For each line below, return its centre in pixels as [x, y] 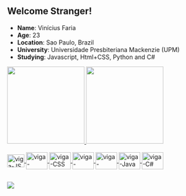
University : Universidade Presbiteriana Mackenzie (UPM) [98, 49]
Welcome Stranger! [50, 11]
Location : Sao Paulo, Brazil [55, 42]
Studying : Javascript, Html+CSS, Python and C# [86, 57]
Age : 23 [28, 35]
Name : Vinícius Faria [46, 27]
